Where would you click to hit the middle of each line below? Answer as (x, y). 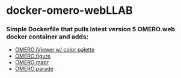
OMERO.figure (33, 56)
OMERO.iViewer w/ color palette (55, 50)
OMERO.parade (34, 69)
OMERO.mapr (32, 62)
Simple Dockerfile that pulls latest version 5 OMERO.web (91, 29)
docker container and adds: (48, 37)
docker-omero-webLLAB (70, 10)
